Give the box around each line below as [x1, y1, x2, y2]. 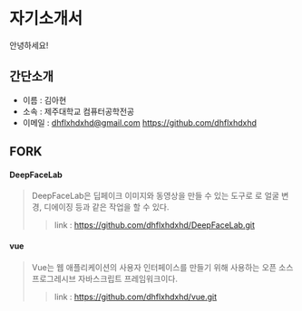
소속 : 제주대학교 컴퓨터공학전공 [22, 106, 134, 117]
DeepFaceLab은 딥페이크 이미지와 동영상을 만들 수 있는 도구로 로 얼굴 [31, 191, 279, 202]
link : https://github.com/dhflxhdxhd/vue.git [54, 291, 218, 302]
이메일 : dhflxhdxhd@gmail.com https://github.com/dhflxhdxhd [22, 117, 257, 127]
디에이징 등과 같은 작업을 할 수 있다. [44, 202, 170, 212]
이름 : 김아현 [22, 94, 67, 105]
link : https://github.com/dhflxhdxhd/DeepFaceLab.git [54, 220, 256, 231]
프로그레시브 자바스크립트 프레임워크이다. [31, 273, 179, 284]
